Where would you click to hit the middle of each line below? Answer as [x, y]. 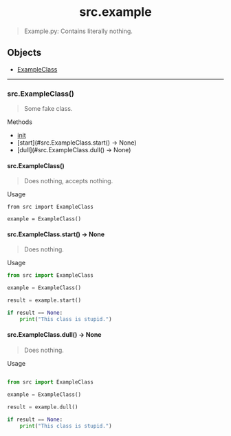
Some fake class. [48, 109]
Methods [20, 122]
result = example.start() [44, 300]
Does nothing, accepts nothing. [68, 181]
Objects [24, 53]
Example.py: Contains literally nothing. [78, 31]
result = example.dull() [43, 407]
